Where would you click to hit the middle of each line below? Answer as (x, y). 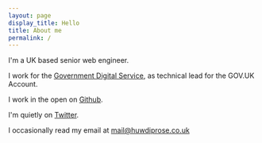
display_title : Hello (44, 23)
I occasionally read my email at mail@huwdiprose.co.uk (99, 130)
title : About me (35, 30)
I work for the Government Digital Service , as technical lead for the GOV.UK (131, 75)
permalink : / (30, 38)
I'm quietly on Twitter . (44, 115)
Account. (23, 84)
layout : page (30, 15)
